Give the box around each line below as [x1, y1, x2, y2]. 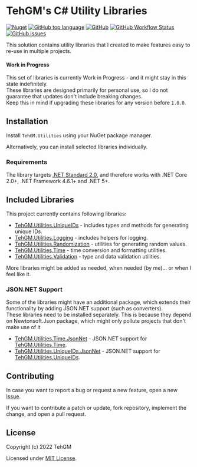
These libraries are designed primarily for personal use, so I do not [6, 87, 168, 94]
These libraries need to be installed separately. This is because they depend [6, 311, 192, 319]
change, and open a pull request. [6, 410, 87, 418]
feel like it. [6, 271, 31, 278]
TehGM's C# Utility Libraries [6, 4, 147, 18]
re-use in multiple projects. [6, 47, 72, 54]
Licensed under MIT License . [6, 455, 77, 462]
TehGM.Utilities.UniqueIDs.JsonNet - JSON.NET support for [14, 347, 160, 355]
